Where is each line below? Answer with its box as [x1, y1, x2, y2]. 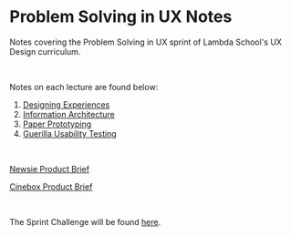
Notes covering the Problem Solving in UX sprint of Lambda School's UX [9, 36, 283, 47]
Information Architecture [22, 108, 116, 119]
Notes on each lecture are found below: [9, 81, 159, 92]
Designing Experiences [22, 98, 110, 110]
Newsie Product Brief [9, 163, 89, 174]
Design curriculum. [9, 46, 81, 56]
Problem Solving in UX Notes [9, 6, 233, 27]
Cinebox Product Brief [9, 180, 93, 192]
